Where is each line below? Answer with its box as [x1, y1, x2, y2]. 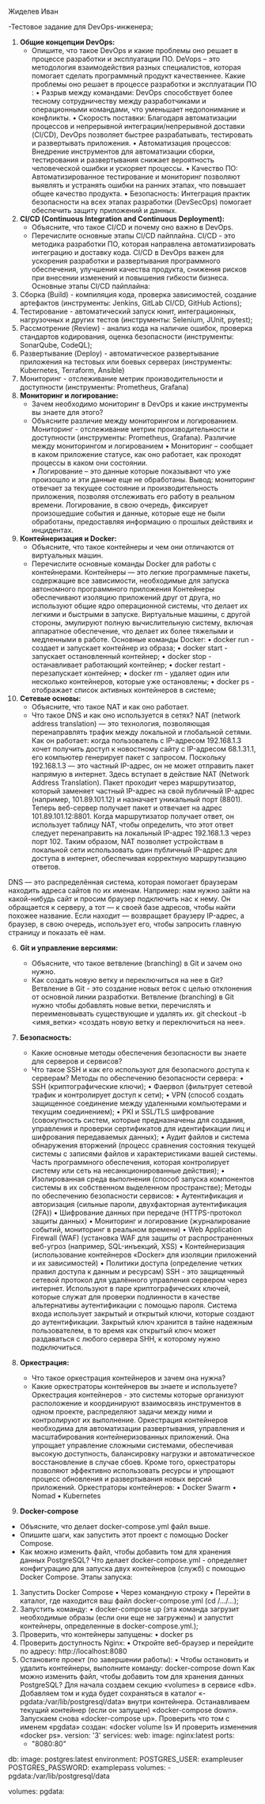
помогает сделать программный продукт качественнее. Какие [31, 71, 246, 80]
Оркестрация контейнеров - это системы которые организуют [31, 1390, 244, 1399]
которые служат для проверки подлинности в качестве [31, 1292, 220, 1301]
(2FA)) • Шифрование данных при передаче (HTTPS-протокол [31, 1208, 242, 1217]
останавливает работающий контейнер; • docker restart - [31, 660, 226, 669]
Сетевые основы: [19, 694, 81, 703]
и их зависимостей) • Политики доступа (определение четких [31, 1258, 243, 1268]
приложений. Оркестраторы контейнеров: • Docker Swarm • [31, 1482, 237, 1492]
